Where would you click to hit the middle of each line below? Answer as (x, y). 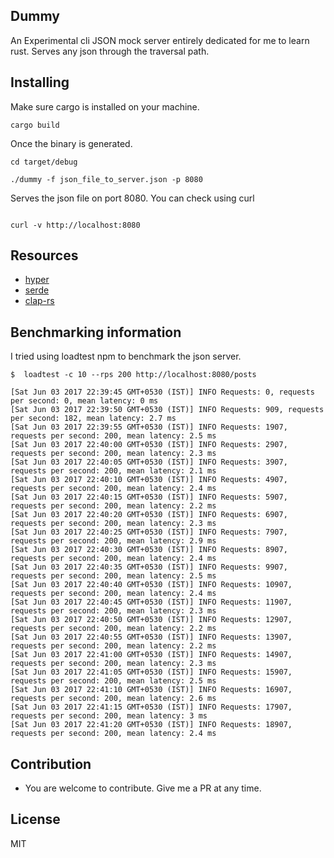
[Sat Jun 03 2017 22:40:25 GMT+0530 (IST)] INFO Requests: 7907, (149, 532)
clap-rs (39, 301)
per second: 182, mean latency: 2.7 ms (93, 419)
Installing (40, 82)
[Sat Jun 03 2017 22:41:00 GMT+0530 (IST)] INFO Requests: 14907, (151, 655)
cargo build (35, 125)
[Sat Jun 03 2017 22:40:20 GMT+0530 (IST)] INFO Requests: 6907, (149, 515)
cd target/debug (44, 162)
